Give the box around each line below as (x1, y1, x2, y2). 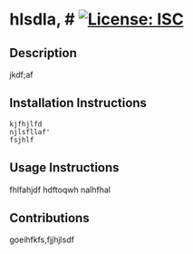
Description (9, 45, 77, 61)
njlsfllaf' (9, 127, 51, 136)
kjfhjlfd (9, 119, 43, 129)
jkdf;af (9, 69, 34, 80)
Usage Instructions (9, 160, 120, 176)
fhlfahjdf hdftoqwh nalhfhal (9, 184, 111, 195)
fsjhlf (9, 135, 34, 144)
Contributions (9, 210, 90, 226)
